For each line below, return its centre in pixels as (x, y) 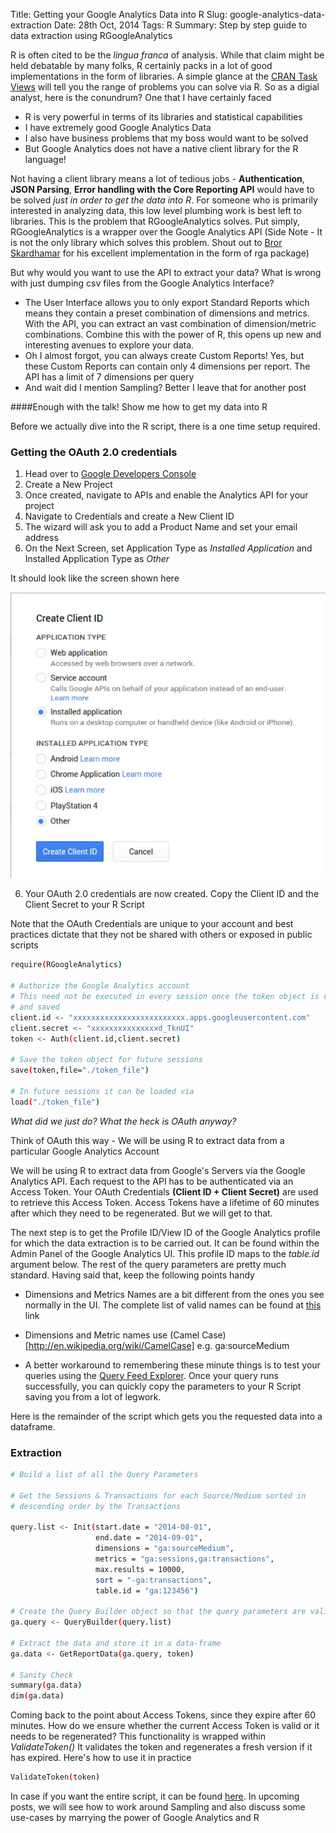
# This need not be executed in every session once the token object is (165, 997)
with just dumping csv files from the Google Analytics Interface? (142, 283)
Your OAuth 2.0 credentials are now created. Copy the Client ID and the (172, 894)
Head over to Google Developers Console (110, 474)
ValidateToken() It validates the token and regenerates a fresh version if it (161, 1747)
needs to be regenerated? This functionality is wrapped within (138, 1736)
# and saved (35, 1007)
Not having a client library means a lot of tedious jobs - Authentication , (157, 178)
